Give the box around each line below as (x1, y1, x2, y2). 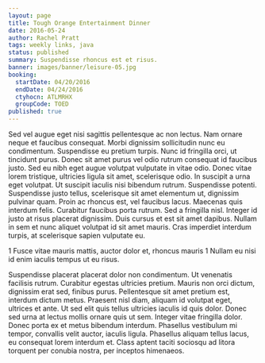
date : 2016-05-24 (8, 26, 66, 34)
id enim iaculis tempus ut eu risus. (8, 255, 120, 264)
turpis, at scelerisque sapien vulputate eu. (8, 231, 145, 240)
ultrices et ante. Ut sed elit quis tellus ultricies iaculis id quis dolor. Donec (8, 303, 248, 313)
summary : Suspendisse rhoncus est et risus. (8, 56, 158, 64)
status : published (8, 48, 69, 56)
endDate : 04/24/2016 (15, 85, 83, 94)
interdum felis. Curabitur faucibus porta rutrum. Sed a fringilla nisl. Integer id (8, 206, 258, 214)
